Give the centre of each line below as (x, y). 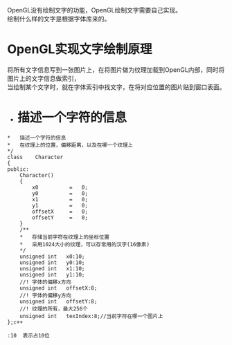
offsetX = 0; (60, 212)
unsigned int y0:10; (52, 262)
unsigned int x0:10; (52, 257)
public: (18, 169)
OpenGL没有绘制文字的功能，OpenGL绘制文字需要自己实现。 (95, 10)
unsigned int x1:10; (52, 268)
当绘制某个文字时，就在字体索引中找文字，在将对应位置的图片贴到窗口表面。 (116, 87)
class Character (35, 157)
